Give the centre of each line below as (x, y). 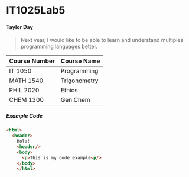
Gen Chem (75, 100)
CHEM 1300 (27, 100)
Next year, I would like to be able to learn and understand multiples (102, 40)
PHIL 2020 (24, 91)
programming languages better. (59, 46)
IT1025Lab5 (36, 10)
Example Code (25, 115)
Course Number (32, 61)
